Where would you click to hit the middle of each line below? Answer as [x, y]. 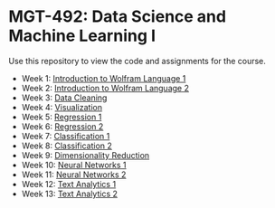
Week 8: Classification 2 [66, 146]
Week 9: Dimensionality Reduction [85, 155]
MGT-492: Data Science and [118, 17]
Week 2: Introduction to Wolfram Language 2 [105, 88]
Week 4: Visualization [62, 107]
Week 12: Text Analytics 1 [69, 184]
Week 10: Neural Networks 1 [74, 165]
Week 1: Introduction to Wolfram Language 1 [104, 78]
